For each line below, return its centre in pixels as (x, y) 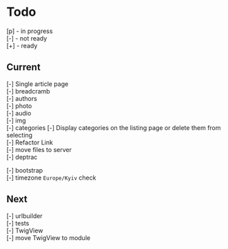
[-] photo (19, 106)
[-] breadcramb (28, 91)
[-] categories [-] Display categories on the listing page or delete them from (114, 127)
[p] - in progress (30, 31)
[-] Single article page (38, 84)
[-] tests (18, 223)
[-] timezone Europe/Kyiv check (51, 177)
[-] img (16, 120)
